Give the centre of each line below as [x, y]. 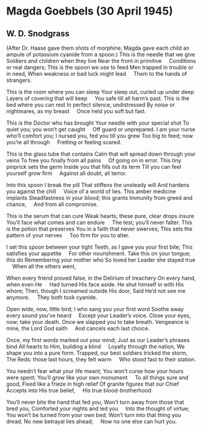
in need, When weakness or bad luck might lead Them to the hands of [97, 74]
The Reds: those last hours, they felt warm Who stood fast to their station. [101, 359]
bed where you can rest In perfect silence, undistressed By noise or [91, 105]
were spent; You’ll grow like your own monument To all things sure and [97, 377]
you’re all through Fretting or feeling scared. [64, 142]
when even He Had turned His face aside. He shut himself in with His [95, 285]
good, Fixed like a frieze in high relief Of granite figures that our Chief [93, 384]
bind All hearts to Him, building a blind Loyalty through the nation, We [96, 347]
